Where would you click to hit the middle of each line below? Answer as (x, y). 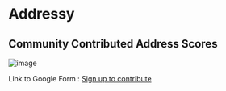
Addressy (42, 14)
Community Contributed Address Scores (113, 44)
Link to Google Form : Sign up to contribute (80, 79)
